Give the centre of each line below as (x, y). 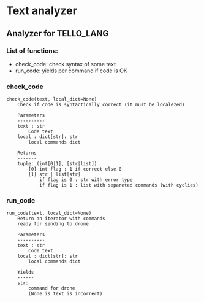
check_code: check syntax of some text (66, 64)
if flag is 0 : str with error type (86, 180)
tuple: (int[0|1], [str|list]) (57, 164)
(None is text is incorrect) (66, 294)
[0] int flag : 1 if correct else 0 (75, 169)
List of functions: (32, 51)
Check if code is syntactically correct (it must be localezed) (101, 105)
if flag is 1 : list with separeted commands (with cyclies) (119, 185)
